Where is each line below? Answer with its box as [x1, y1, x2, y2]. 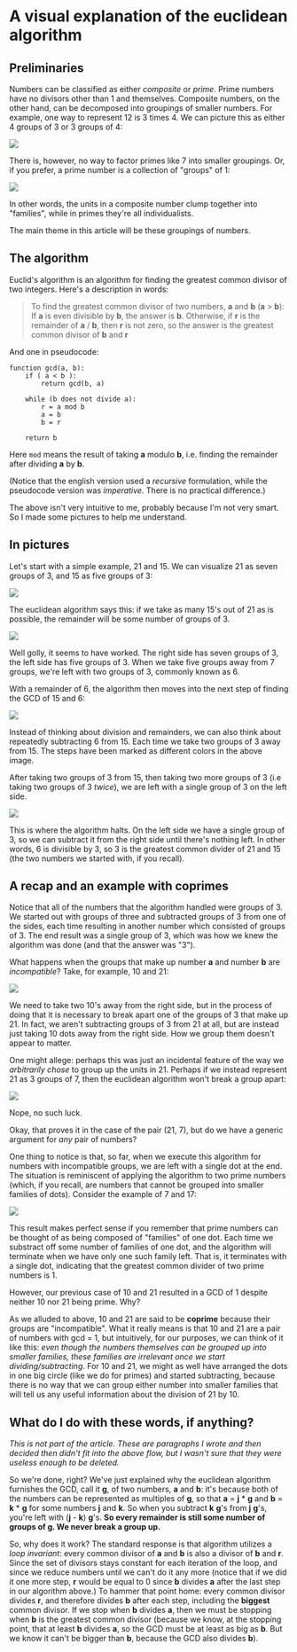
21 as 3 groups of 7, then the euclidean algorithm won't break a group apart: [9, 1074, 286, 1084]
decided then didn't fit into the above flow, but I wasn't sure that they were [9, 1448, 282, 1459]
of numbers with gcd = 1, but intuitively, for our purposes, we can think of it [9, 1333, 284, 1343]
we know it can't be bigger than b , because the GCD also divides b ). [9, 1633, 259, 1644]
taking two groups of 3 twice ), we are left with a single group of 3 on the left [9, 781, 287, 792]
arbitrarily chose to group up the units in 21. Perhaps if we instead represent [9, 1064, 288, 1075]
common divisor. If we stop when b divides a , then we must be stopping [9, 1605, 272, 1616]
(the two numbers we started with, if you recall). [9, 853, 184, 864]
